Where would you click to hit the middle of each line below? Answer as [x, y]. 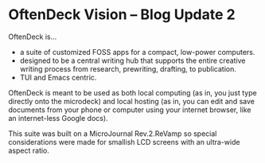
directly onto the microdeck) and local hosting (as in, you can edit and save [131, 101]
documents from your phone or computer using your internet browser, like [130, 110]
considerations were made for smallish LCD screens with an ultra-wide [124, 142]
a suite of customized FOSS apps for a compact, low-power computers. [137, 52]
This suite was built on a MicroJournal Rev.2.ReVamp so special [113, 134]
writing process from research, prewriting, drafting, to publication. [128, 68]
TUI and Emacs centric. [58, 77]
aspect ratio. [29, 150]
